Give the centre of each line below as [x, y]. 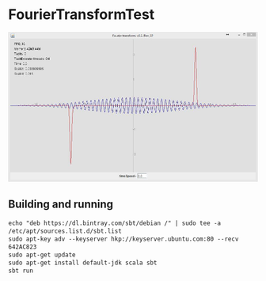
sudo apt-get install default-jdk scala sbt [83, 263]
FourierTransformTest [82, 15]
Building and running [61, 204]
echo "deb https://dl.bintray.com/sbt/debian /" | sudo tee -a [115, 223]
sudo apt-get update [42, 255]
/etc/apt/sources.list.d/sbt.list [65, 231]
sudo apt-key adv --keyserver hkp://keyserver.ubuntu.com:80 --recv [123, 239]
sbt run [21, 271]
